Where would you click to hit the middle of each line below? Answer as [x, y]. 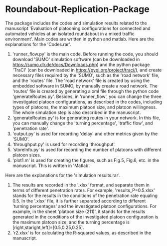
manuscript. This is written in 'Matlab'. [51, 165]
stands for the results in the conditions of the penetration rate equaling [85, 195]
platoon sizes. [27, 155]
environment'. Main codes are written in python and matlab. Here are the [80, 39]
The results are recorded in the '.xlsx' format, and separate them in [81, 185]
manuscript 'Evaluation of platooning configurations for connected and [78, 28]
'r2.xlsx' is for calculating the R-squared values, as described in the [82, 232]
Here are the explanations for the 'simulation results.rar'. [63, 175]
